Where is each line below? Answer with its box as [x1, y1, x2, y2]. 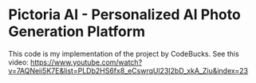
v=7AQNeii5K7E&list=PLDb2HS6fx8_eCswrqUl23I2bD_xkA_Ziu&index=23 [8, 65, 249, 75]
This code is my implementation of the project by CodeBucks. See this [8, 49, 239, 58]
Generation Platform [8, 22, 146, 41]
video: [8, 57, 30, 67]
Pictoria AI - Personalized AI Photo [8, 6, 241, 24]
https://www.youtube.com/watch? [30, 57, 143, 67]
